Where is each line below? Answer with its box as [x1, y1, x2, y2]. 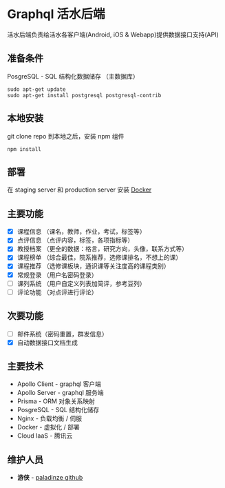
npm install [7, 145, 41, 152]
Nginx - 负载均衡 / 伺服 [17, 414, 83, 423]
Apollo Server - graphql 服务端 [17, 389, 104, 397]
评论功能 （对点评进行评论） [17, 287, 98, 296]
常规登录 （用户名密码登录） [17, 270, 98, 279]
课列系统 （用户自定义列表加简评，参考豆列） [17, 279, 146, 287]
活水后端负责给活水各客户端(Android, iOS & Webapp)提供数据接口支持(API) [7, 30, 219, 39]
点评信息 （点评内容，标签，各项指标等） [17, 236, 134, 245]
